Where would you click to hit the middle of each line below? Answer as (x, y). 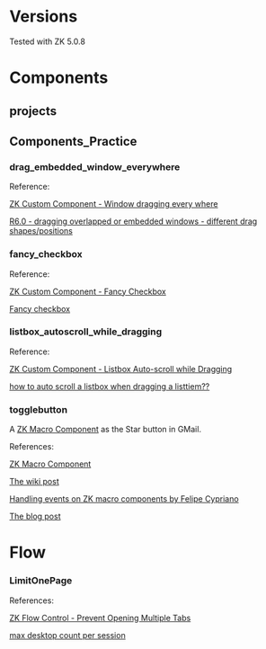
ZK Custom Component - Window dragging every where (114, 204)
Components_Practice (73, 141)
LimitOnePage (41, 581)
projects (33, 111)
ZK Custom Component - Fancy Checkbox (88, 291)
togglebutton (39, 409)
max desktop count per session (67, 635)
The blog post (35, 516)
